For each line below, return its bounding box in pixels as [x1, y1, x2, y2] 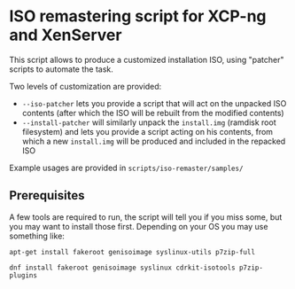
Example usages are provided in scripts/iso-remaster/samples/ [9, 162, 244, 173]
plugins [9, 270, 38, 280]
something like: [9, 230, 65, 241]
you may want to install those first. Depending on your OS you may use [9, 221, 268, 231]
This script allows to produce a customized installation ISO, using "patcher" [9, 54, 284, 65]
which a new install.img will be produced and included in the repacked [21, 136, 286, 146]
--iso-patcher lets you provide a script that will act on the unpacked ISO [21, 98, 287, 108]
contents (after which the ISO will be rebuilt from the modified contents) [21, 107, 285, 118]
